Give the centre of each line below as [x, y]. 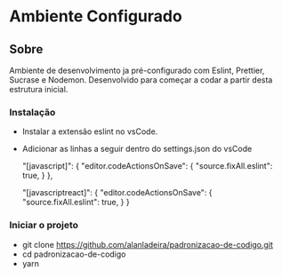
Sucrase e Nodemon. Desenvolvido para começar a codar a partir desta [141, 80]
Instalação [32, 112]
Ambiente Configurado [96, 16]
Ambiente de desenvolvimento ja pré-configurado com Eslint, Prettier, [137, 70]
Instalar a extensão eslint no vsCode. [90, 131]
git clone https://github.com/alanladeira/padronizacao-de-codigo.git [148, 244]
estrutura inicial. [39, 89]
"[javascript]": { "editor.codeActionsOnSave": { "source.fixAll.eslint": [147, 166]
